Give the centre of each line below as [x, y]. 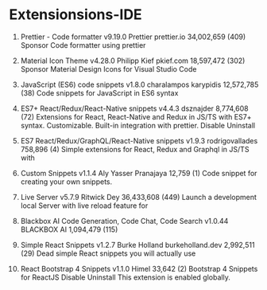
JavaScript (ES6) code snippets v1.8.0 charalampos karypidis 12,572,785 [139, 84]
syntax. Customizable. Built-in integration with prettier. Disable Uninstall [138, 125]
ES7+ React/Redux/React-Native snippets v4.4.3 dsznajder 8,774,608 [134, 108]
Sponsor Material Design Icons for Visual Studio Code [108, 69]
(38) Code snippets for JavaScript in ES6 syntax [99, 92]
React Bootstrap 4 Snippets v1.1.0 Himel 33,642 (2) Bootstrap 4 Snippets [139, 268]
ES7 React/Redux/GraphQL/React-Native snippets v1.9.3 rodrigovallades [139, 140]
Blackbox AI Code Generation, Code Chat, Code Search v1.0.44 [124, 221]
